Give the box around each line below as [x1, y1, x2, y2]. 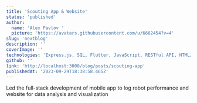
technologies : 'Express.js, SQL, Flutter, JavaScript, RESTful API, [6, 52, 177, 58]
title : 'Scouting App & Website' [6, 8, 88, 15]
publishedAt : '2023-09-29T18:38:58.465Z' [6, 68, 109, 74]
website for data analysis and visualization [6, 91, 108, 98]
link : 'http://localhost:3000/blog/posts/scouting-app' [6, 63, 145, 69]
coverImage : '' [6, 47, 43, 53]
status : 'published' [6, 14, 57, 20]
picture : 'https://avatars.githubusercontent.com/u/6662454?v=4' [11, 30, 175, 36]
